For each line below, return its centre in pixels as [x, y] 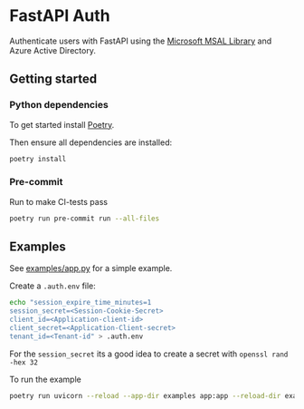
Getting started [53, 79]
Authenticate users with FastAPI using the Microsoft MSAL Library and [141, 41]
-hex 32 [24, 362]
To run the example [45, 379]
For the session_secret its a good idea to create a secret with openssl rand [149, 354]
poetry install [38, 159]
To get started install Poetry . [62, 124]
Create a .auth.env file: [53, 286]
